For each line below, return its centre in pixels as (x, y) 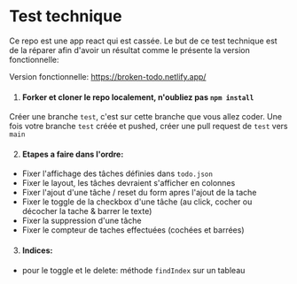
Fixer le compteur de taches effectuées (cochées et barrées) (133, 230)
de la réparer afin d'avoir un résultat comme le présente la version (129, 50)
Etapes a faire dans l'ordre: (73, 154)
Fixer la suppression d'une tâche (82, 221)
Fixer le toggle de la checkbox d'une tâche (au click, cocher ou (137, 202)
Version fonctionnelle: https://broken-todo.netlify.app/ (108, 76)
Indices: (37, 250)
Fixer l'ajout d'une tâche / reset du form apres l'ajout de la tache (139, 193)
